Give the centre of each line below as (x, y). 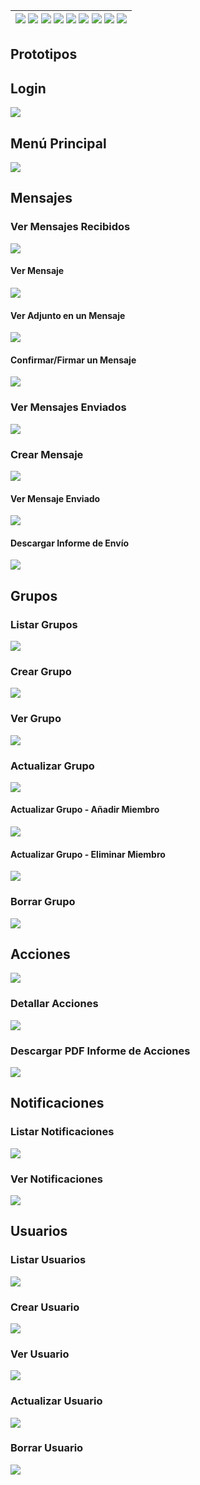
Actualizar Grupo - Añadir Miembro (85, 810)
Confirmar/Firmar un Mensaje (73, 360)
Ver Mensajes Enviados (68, 407)
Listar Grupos (44, 624)
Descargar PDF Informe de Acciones (100, 1051)
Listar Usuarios (48, 1260)
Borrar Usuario (47, 1448)
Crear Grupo (41, 671)
